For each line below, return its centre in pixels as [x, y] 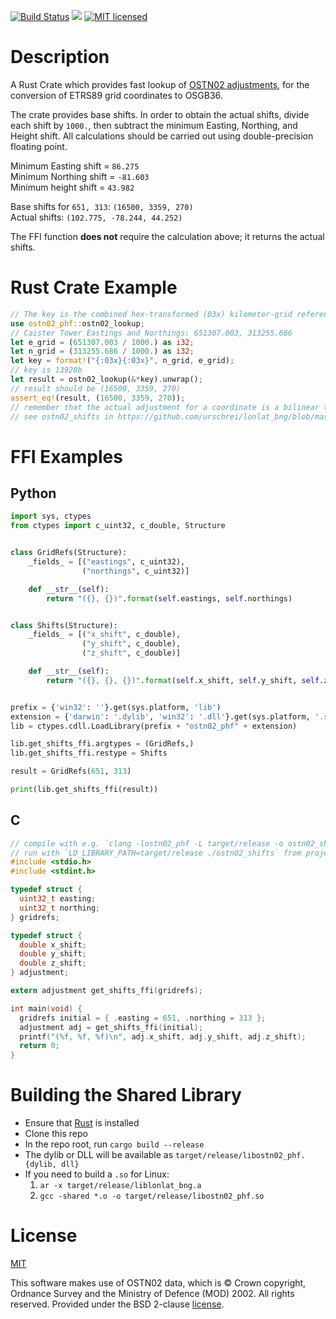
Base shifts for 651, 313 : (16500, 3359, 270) [102, 206]
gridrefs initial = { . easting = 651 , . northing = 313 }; [143, 1018]
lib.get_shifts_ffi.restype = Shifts [89, 753]
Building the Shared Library [126, 1095]
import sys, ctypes [51, 516]
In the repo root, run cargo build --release [114, 1144]
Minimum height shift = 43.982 [72, 187]
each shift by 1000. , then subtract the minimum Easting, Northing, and [154, 125]
